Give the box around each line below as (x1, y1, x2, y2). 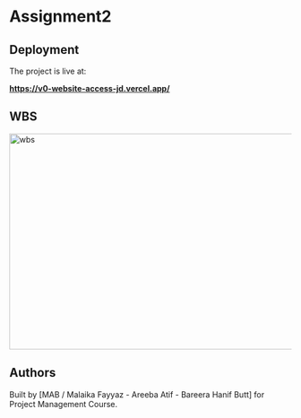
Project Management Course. (9, 398, 118, 409)
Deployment (9, 42, 80, 57)
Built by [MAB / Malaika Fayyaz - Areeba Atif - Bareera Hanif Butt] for (9, 388, 265, 400)
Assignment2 (9, 6, 112, 27)
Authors (9, 365, 56, 380)
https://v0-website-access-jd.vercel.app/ (9, 83, 170, 93)
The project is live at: (9, 65, 87, 76)
